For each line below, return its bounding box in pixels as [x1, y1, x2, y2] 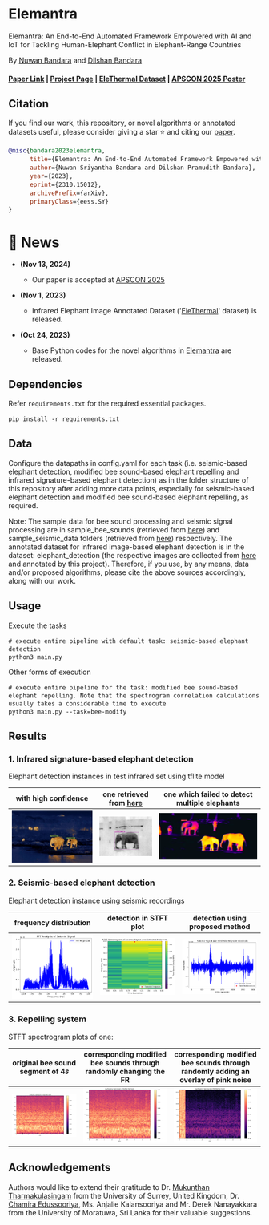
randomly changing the [85, 1067, 166, 1077]
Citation [8, 97, 50, 111]
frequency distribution [14, 917, 91, 927]
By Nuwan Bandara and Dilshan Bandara [8, 55, 143, 65]
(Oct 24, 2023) [19, 330, 70, 340]
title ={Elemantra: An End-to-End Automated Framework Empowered [29, 156, 249, 164]
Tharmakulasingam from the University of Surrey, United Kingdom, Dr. [8, 1191, 240, 1200]
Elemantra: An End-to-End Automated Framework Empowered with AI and [8, 31, 252, 41]
